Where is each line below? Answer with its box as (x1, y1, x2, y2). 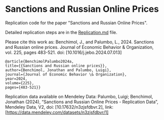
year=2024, (5, 76, 28, 81)
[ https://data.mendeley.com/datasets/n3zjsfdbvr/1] (5, 109, 109, 115)
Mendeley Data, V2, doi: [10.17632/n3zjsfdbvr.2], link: (5, 104, 114, 110)
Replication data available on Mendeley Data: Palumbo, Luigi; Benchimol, (5, 93, 153, 99)
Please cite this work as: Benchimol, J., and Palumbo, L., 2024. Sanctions (5, 39, 154, 45)
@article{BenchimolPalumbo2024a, (5, 59, 74, 64)
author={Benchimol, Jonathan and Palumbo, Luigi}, (5, 68, 112, 73)
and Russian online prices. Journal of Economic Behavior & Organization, (5, 44, 154, 50)
